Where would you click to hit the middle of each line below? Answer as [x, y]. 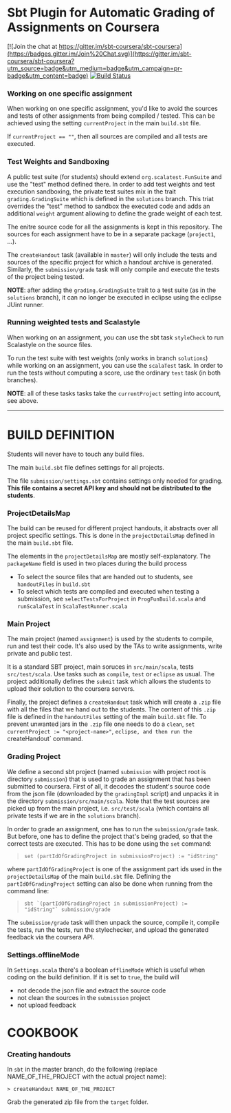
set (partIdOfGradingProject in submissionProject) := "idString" [121, 856]
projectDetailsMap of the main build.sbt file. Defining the [89, 876]
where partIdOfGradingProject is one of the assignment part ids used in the [114, 868]
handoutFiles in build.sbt [54, 584]
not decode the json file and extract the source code [91, 990]
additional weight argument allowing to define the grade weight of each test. [115, 213]
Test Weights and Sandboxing [58, 162]
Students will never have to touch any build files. [76, 454]
